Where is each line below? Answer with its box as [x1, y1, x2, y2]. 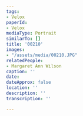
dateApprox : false [6, 80, 51, 86]
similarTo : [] [6, 36, 41, 42]
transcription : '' [6, 95, 51, 101]
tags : [6, 8, 19, 15]
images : [6, 47, 25, 53]
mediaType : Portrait [6, 30, 57, 36]
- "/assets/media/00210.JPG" [6, 52, 78, 58]
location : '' [6, 85, 38, 91]
